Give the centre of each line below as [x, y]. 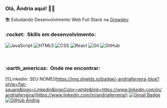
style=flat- [16, 84]
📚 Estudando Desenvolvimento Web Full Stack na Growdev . [67, 19]
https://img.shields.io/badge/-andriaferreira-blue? [108, 79]
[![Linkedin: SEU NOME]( [31, 79]
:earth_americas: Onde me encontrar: [53, 68]
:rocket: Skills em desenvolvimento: [51, 34]
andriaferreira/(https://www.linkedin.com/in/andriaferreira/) [67, 94]
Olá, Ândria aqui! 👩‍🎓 [30, 8]
